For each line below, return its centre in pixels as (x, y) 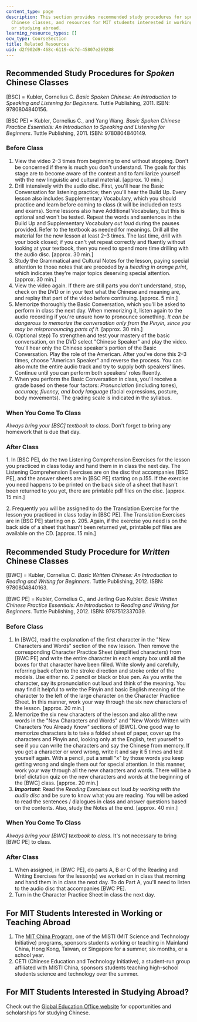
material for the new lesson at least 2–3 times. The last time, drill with (98, 236)
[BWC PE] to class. (29, 841)
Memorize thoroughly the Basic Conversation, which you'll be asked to (100, 304)
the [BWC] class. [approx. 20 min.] (56, 783)
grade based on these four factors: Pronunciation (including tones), (96, 385)
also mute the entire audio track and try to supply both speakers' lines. (100, 366)
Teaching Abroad (38, 922)
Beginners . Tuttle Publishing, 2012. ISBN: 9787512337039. (76, 612)
